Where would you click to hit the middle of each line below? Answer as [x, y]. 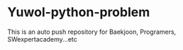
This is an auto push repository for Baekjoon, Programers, [92, 32]
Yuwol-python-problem [79, 12]
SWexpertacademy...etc [43, 39]
